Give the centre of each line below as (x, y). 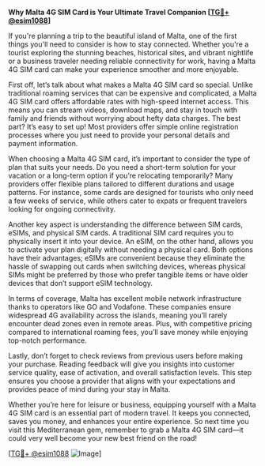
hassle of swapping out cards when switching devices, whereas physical (127, 266)
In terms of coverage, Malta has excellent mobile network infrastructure (125, 299)
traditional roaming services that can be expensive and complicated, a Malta (132, 93)
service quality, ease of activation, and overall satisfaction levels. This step (130, 372)
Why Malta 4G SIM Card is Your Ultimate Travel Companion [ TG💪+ (119, 12)
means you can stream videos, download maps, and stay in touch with (123, 110)
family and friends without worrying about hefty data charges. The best (125, 118)
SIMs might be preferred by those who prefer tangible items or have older (128, 275)
